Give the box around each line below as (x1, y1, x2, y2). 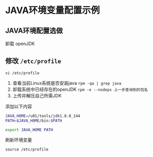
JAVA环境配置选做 (5, 26, 63, 35)
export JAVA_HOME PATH (5, 127, 53, 132)
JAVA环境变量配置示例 (5, 5, 100, 16)
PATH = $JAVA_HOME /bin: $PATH (5, 118, 62, 123)
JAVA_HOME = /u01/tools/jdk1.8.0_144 (5, 113, 81, 119)
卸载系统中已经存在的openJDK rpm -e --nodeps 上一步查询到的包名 (12, 86, 148, 92)
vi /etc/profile (5, 70, 40, 76)
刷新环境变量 (5, 137, 32, 143)
